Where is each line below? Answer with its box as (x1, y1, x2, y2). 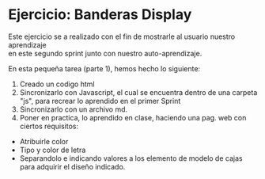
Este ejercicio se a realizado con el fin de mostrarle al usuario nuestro (8, 32, 236, 41)
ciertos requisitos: (19, 121, 79, 131)
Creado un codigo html (19, 79, 95, 89)
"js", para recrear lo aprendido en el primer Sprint (19, 96, 181, 105)
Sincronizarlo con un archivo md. (19, 105, 128, 114)
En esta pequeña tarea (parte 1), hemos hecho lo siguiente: (8, 63, 200, 73)
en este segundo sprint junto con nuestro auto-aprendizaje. (8, 48, 203, 58)
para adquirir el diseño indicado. (19, 162, 126, 171)
